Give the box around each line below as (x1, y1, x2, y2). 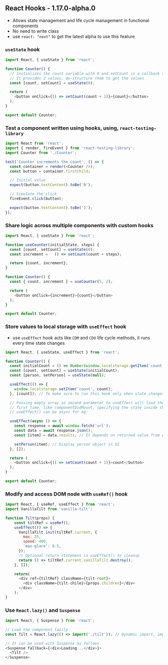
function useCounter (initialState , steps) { (5, 242, 99, 247)
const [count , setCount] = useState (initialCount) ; (9, 368, 120, 373)
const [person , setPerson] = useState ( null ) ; (9, 373, 106, 378)
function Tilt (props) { (5, 515, 55, 521)
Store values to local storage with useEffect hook (5, 323, 126, 330)
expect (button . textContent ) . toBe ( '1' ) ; (9, 205, 93, 210)
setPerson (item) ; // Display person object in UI (14, 442, 120, 447)
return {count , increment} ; (9, 261, 68, 266)
